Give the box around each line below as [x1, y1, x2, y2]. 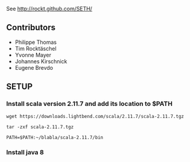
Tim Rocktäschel [14, 45, 57, 52]
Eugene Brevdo [14, 64, 54, 71]
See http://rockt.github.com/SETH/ [6, 5, 93, 12]
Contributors [6, 22, 56, 33]
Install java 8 [6, 148, 44, 157]
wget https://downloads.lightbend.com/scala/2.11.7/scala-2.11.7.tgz [6, 113, 185, 119]
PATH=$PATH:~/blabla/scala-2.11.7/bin [6, 134, 103, 140]
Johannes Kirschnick [14, 57, 67, 65]
